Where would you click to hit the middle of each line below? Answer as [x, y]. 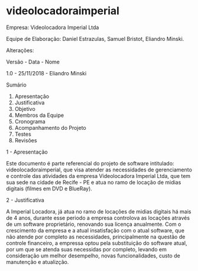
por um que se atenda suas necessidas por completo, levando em [86, 249]
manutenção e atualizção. [38, 262]
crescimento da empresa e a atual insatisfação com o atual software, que [95, 230]
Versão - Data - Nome [33, 62]
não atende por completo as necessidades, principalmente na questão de [96, 237]
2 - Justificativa [25, 200]
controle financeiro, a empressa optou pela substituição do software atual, [97, 243]
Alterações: [20, 50]
